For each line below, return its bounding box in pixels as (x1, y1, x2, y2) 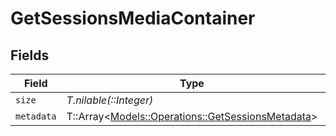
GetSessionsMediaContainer (10, 7, 256, 30)
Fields (10, 47, 50, 64)
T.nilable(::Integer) (66, 93, 154, 107)
